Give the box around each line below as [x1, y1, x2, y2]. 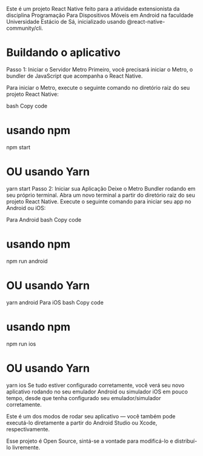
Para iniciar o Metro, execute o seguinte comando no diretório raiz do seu [6, 84, 190, 91]
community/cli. [6, 24, 44, 32]
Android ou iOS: [6, 204, 46, 211]
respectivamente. [6, 425, 50, 433]
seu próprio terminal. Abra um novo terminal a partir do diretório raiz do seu [6, 191, 196, 199]
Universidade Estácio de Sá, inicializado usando [6, 18, 126, 25]
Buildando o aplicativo [6, 46, 121, 60]
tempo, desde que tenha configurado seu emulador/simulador [6, 394, 161, 401]
